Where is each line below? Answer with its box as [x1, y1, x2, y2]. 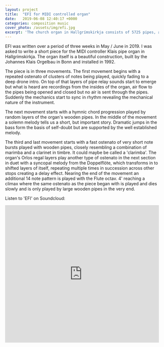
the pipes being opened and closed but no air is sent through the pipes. [5, 89, 149, 95]
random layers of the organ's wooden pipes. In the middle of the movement [5, 114, 157, 120]
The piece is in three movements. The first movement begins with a [5, 68, 141, 74]
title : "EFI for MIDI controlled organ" [5, 12, 91, 17]
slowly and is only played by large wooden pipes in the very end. [5, 186, 135, 192]
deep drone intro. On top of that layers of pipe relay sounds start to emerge [5, 79, 157, 85]
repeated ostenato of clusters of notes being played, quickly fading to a [5, 74, 149, 79]
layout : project [5, 7, 38, 12]
